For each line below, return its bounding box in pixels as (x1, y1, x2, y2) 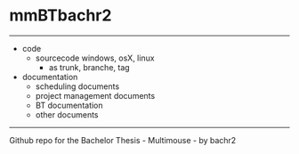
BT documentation (35, 100, 104, 110)
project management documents (35, 90, 156, 101)
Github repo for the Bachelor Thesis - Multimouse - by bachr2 (9, 134, 237, 145)
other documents (35, 109, 99, 120)
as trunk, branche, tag (48, 61, 131, 72)
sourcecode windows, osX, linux (35, 53, 155, 63)
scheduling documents (35, 81, 120, 92)
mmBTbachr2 (9, 5, 112, 26)
